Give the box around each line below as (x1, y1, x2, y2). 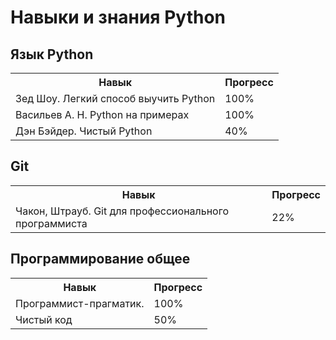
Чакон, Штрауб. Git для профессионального (15, 204, 229, 218)
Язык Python (10, 46, 94, 63)
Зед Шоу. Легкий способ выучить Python (15, 92, 216, 105)
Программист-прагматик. (15, 296, 145, 310)
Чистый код (15, 312, 73, 326)
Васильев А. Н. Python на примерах (15, 108, 190, 121)
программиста (15, 216, 88, 230)
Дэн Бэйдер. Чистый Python (15, 124, 153, 138)
